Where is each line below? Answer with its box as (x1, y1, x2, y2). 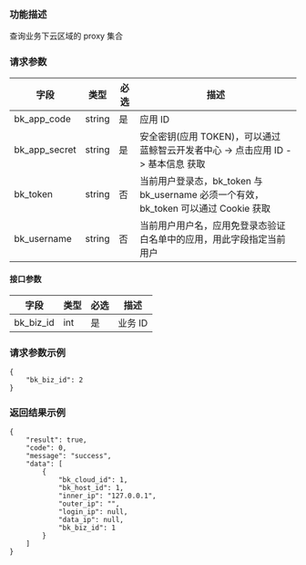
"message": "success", (25, 452, 112, 461)
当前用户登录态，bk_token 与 (139, 174, 263, 187)
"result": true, (25, 435, 88, 445)
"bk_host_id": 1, (57, 484, 125, 493)
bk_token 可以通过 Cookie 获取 (139, 202, 271, 214)
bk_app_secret (14, 143, 76, 156)
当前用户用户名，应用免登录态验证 (139, 219, 286, 232)
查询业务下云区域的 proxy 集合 (9, 30, 124, 42)
